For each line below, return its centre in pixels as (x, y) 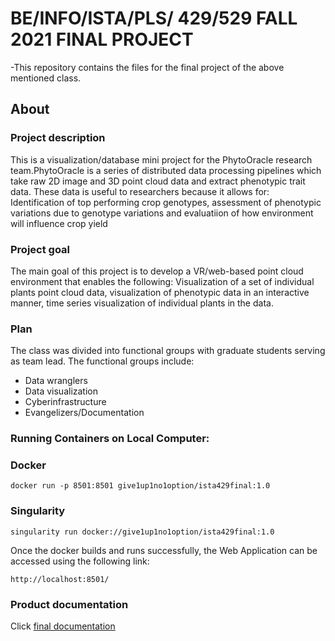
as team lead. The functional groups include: (102, 361)
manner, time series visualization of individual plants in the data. (142, 303)
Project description (58, 138)
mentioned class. (46, 78)
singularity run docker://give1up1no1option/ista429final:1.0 (142, 532)
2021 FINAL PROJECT (102, 39)
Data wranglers (56, 381)
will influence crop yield (59, 223)
